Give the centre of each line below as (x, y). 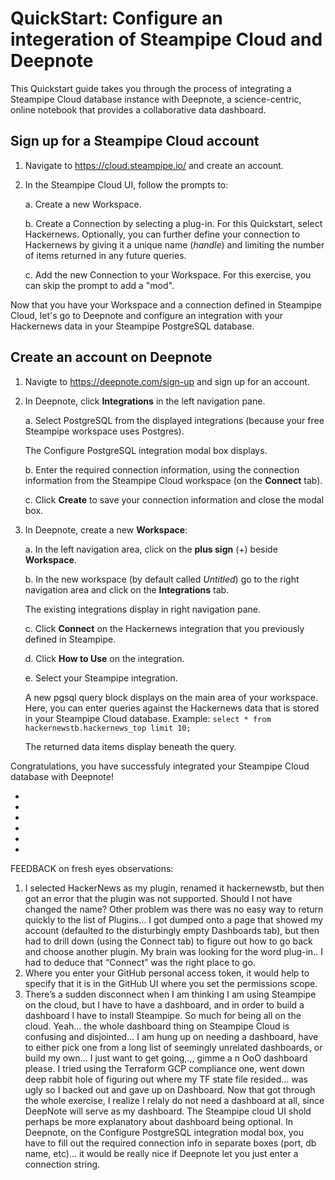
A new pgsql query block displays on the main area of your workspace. (171, 697)
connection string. (62, 1164)
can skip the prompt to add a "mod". (99, 285)
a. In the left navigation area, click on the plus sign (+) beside (151, 549)
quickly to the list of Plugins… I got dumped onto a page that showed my (174, 919)
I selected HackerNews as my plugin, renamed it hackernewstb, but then (174, 888)
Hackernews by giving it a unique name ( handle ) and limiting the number (174, 244)
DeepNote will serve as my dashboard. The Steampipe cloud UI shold (168, 1111)
